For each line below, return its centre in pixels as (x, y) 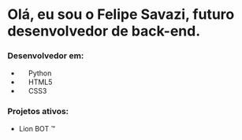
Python (40, 73)
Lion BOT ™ (37, 128)
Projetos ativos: (38, 112)
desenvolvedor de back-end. (104, 31)
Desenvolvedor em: (46, 56)
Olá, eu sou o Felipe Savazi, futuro (121, 15)
